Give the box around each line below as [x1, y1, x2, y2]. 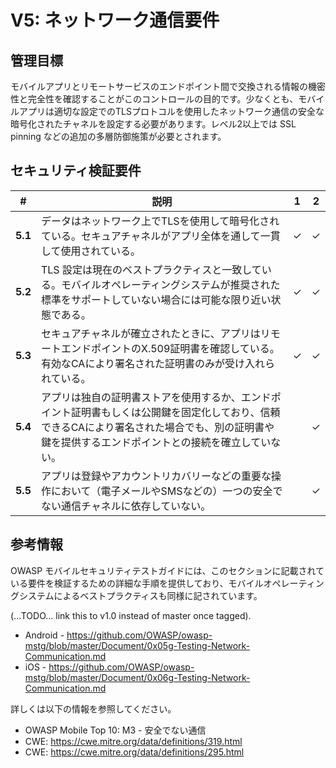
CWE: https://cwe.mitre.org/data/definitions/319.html [24, 735, 243, 747]
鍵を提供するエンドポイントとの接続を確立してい [40, 435, 272, 449]
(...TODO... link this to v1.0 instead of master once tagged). [10, 609, 252, 621]
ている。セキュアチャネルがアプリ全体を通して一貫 [40, 229, 281, 243]
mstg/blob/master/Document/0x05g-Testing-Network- [24, 639, 250, 651]
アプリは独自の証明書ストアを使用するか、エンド [40, 390, 272, 404]
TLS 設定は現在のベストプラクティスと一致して [40, 262, 262, 276]
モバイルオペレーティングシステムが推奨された [60, 277, 281, 291]
